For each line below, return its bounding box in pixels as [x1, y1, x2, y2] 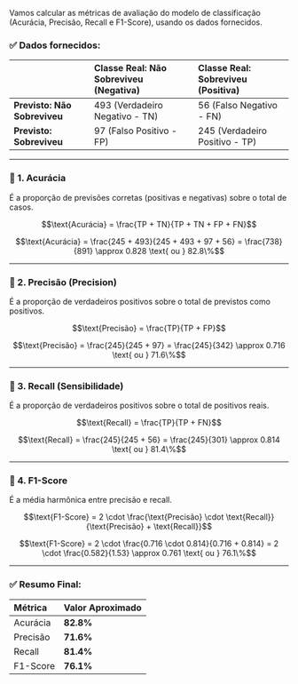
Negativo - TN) [93, 110, 159, 123]
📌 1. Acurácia [9, 172, 67, 185]
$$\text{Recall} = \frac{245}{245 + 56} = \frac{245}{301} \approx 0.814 [17, 434, 281, 445]
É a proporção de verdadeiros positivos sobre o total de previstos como [9, 296, 271, 306]
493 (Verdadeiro [93, 99, 164, 112]
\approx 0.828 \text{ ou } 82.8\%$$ [94, 245, 224, 256]
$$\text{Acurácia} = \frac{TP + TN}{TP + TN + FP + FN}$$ [41, 219, 257, 229]
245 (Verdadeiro [198, 124, 268, 137]
